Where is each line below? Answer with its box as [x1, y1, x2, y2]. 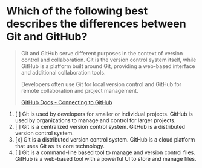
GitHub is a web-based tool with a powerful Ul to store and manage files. [15, 155, 197, 162]
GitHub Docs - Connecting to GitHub [21, 98, 113, 106]
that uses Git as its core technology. [15, 142, 105, 149]
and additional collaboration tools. [21, 69, 106, 76]
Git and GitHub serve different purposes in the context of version [21, 49, 183, 57]
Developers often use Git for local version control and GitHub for [21, 80, 182, 88]
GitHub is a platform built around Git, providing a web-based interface [21, 62, 195, 70]
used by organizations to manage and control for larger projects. [15, 116, 176, 124]
